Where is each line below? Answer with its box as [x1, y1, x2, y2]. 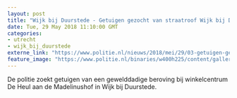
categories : [7, 29, 42, 37]
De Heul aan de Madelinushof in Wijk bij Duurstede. [7, 82, 157, 91]
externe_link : [7, 50, 49, 57]
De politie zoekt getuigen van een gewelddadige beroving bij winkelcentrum [7, 75, 228, 83]
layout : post [7, 10, 46, 17]
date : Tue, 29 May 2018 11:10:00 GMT [7, 23, 119, 30]
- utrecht [7, 36, 37, 43]
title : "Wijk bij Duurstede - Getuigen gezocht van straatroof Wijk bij [7, 17, 226, 24]
